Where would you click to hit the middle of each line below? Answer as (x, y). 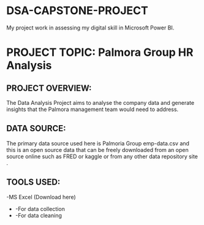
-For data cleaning (39, 215)
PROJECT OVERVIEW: (49, 88)
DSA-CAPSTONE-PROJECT (77, 11)
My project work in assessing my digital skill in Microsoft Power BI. (90, 28)
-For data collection (40, 208)
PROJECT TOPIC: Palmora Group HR (100, 52)
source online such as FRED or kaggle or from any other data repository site (102, 156)
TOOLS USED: (33, 182)
